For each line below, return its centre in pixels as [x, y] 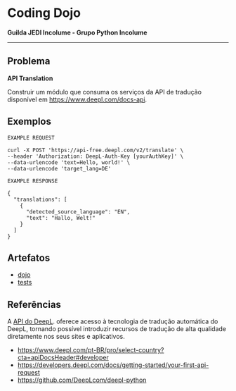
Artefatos [29, 257]
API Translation [30, 78]
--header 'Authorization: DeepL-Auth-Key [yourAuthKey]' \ [96, 156]
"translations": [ [41, 199]
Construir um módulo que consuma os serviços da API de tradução [105, 92]
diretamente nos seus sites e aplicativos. [66, 337]
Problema [29, 61]
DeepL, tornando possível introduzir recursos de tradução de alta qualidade [117, 329]
